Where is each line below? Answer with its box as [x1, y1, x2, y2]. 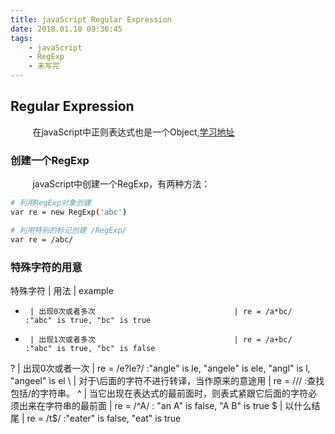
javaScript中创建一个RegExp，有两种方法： [32, 178, 211, 190]
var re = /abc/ [10, 234, 74, 245]
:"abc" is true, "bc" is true [24, 315, 152, 325]
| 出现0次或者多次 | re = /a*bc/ [29, 306, 293, 316]
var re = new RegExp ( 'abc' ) [10, 207, 128, 217]
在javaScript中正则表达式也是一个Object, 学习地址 [32, 126, 235, 138]
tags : [10, 33, 33, 43]
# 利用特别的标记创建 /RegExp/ [10, 225, 127, 235]
